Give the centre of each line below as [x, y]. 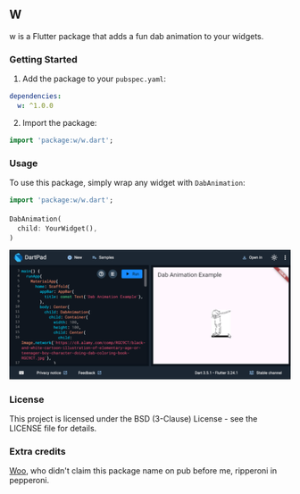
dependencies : [36, 96]
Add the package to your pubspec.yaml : [94, 79]
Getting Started [43, 59]
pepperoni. [29, 481]
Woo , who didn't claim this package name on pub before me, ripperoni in [143, 471]
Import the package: [59, 122]
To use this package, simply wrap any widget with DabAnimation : [127, 183]
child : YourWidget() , [58, 228]
